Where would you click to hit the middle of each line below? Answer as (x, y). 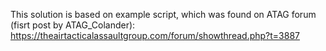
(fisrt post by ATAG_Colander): (73, 25)
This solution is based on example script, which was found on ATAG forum (163, 14)
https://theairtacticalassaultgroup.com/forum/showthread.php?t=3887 (155, 35)
